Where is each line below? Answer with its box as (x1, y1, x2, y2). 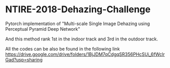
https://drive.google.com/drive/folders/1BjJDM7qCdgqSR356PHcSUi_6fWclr (5, 51, 165, 57)
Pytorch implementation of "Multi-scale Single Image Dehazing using (5, 20, 150, 27)
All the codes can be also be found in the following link (5, 46, 120, 52)
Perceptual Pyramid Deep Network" (5, 26, 80, 32)
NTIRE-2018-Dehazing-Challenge (5, 4, 151, 15)
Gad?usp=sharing (5, 56, 43, 62)
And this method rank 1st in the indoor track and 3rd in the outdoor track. (5, 36, 158, 42)
